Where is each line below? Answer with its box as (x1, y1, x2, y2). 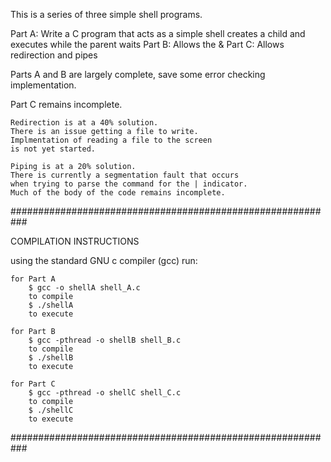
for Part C (10, 379, 56, 389)
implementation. (10, 79, 77, 91)
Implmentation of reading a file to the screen (10, 135, 213, 145)
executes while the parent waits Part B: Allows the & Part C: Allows (10, 39, 285, 50)
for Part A (10, 274, 56, 284)
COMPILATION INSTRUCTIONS (10, 235, 140, 247)
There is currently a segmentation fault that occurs (10, 170, 240, 180)
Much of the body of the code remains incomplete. (10, 188, 226, 198)
